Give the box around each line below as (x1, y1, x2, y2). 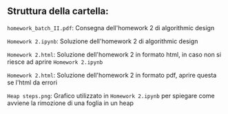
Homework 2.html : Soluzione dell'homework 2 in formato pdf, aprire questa (7, 71, 217, 79)
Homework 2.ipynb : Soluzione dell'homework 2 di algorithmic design (7, 37, 198, 45)
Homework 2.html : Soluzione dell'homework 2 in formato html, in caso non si (7, 50, 222, 58)
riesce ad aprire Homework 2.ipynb (7, 58, 103, 66)
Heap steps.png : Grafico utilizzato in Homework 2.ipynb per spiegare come (7, 91, 215, 100)
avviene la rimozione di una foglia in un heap (7, 99, 134, 107)
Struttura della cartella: (7, 5, 109, 17)
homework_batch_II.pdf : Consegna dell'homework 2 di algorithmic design (7, 23, 215, 32)
